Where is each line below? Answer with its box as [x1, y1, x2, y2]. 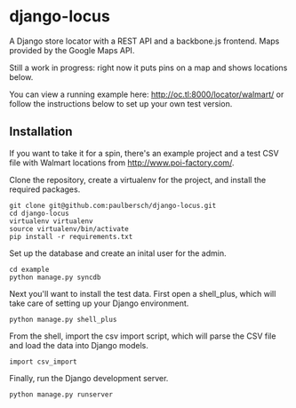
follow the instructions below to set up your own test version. [9, 98, 233, 108]
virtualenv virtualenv [9, 216, 93, 226]
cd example [9, 265, 50, 274]
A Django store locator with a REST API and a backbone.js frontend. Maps [9, 36, 280, 46]
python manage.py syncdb [9, 273, 101, 282]
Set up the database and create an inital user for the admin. [9, 247, 227, 259]
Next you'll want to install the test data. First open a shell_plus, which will [9, 288, 276, 299]
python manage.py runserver [9, 389, 114, 399]
